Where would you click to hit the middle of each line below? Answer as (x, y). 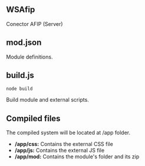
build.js (20, 75)
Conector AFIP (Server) (34, 24)
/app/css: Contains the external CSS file (64, 144)
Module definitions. (29, 57)
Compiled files (33, 118)
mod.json (24, 43)
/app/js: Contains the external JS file (60, 151)
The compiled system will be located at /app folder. (68, 133)
